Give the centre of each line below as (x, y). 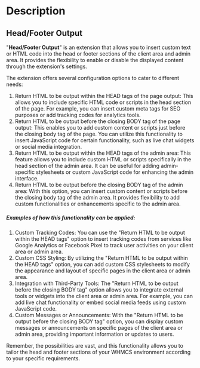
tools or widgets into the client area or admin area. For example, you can (104, 296)
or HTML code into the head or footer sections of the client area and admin (99, 54)
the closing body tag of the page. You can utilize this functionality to (99, 134)
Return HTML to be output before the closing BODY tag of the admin (99, 185)
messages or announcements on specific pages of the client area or (99, 327)
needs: (15, 84)
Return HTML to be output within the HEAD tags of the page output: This (104, 96)
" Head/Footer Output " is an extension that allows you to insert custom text (99, 47)
